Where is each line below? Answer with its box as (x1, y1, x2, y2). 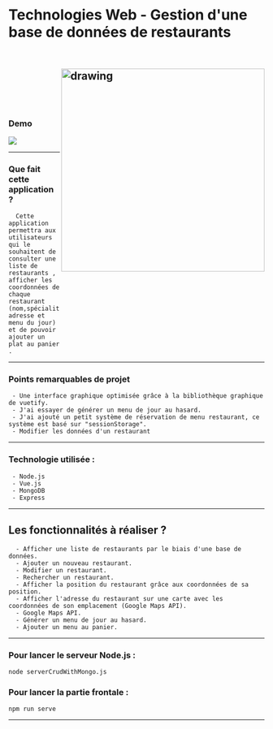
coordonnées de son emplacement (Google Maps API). (8, 602, 187, 610)
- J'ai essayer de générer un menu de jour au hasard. (11, 406, 201, 415)
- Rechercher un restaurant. (15, 573, 115, 581)
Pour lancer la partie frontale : (8, 686, 129, 697)
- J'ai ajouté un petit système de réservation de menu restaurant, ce (11, 413, 260, 421)
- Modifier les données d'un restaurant (11, 428, 151, 436)
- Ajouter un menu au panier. (15, 623, 118, 631)
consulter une (8, 255, 57, 263)
